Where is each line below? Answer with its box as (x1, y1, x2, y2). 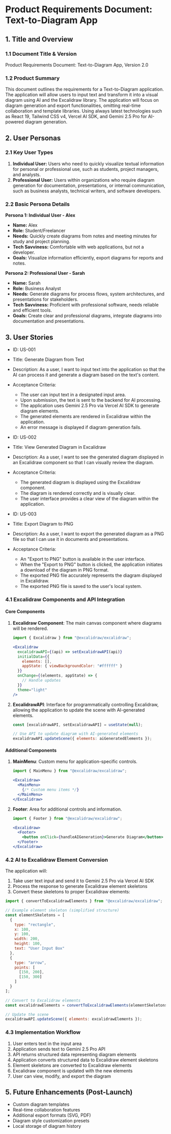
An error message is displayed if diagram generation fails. (20, 424, 141, 430)
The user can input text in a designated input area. (20, 391, 126, 398)
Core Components (5, 608, 45, 615)
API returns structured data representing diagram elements (12, 1051, 136, 1057)
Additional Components (5, 747, 57, 753)
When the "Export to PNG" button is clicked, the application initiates (20, 561, 163, 568)
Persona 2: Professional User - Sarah (5, 270, 85, 276)
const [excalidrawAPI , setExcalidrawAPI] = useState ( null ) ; (12, 722, 143, 727)
